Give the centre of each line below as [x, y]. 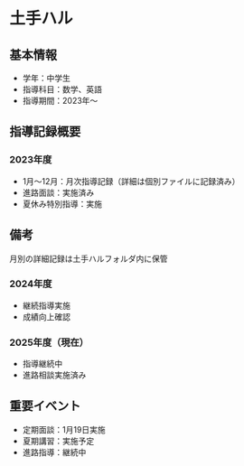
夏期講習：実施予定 [58, 441]
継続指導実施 [46, 305]
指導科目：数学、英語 [62, 89]
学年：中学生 [46, 78]
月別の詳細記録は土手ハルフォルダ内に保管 [89, 258]
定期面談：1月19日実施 [64, 429]
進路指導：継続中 [54, 452]
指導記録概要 [45, 132]
